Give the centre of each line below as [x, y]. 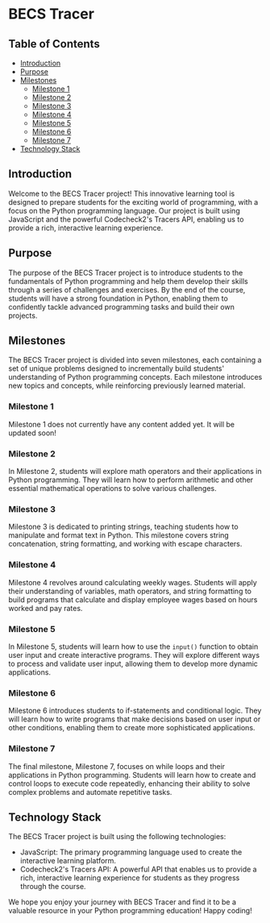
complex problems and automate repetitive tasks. [90, 792]
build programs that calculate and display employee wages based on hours [133, 599]
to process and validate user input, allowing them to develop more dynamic [133, 663]
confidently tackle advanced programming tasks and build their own [122, 306]
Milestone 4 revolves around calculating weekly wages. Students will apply [133, 582]
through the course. [53, 887]
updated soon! [32, 433]
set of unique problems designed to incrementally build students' [116, 368]
